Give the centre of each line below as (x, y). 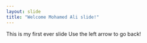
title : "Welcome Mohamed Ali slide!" (53, 17)
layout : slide (24, 11)
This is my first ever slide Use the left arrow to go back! (73, 34)
